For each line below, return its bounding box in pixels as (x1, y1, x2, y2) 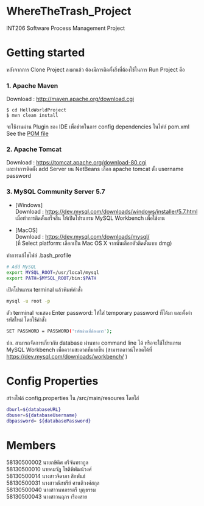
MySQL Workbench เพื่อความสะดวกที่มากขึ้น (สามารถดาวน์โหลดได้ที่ (6, 346, 152, 354)
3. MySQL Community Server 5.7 (6, 188, 105, 196)
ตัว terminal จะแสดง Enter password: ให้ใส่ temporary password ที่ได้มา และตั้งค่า (6, 309, 192, 317)
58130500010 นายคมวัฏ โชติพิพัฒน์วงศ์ (6, 465, 92, 473)
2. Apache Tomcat (6, 145, 62, 153)
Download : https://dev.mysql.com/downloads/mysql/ (15, 233, 150, 240)
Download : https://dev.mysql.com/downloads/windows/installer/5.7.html (15, 208, 198, 215)
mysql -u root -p (6, 298, 51, 304)
